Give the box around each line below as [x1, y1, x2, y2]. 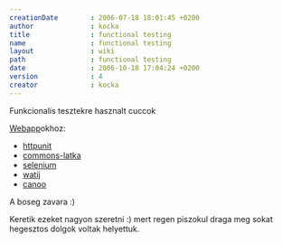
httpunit [22, 140, 52, 151]
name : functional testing [9, 38, 172, 48]
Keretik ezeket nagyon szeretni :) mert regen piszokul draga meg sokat [9, 213, 274, 224]
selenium [22, 159, 57, 170]
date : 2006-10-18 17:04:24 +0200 [9, 64, 201, 73]
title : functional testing [9, 30, 172, 39]
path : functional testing [9, 55, 172, 64]
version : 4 [9, 72, 103, 81]
